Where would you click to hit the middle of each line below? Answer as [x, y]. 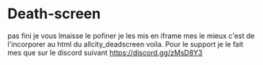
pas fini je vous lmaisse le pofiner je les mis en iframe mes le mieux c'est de [131, 36]
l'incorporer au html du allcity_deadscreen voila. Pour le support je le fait [125, 44]
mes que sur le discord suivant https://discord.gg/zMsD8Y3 [105, 52]
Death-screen [54, 14]
